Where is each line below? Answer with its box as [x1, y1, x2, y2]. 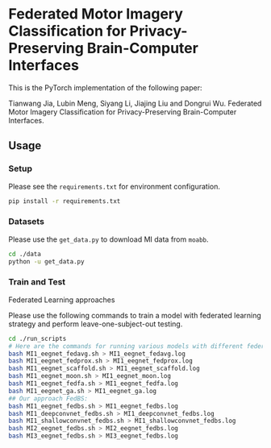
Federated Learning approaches [8, 295, 115, 305]
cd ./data [8, 250, 42, 258]
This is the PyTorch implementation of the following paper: [8, 82, 203, 93]
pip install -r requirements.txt [8, 197, 121, 205]
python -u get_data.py [8, 257, 85, 266]
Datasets [8, 216, 44, 227]
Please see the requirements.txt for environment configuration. [8, 181, 220, 191]
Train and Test [8, 276, 66, 288]
